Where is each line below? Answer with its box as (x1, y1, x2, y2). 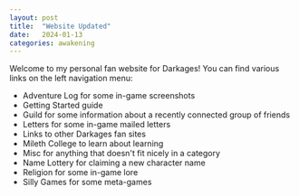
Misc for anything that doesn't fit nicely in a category (22, 148, 220, 159)
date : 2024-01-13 (9, 30, 83, 39)
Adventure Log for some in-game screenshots (22, 90, 196, 101)
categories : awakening (9, 38, 95, 48)
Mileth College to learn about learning (22, 138, 164, 149)
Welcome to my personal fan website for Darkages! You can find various (9, 63, 280, 74)
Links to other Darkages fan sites (22, 128, 147, 140)
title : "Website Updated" (9, 22, 111, 31)
